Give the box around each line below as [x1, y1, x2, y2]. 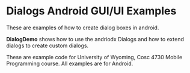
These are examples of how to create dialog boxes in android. [6, 24, 159, 31]
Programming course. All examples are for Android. [6, 60, 133, 67]
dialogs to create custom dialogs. [6, 42, 89, 49]
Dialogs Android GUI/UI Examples [6, 4, 177, 18]
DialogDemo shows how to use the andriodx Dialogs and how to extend [6, 35, 185, 42]
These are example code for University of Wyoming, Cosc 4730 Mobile [6, 53, 183, 60]
